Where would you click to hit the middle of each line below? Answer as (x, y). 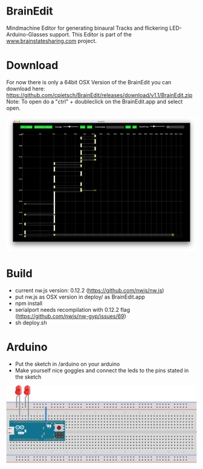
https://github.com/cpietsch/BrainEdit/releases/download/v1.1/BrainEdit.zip (99, 95)
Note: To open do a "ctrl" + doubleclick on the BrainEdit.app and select (95, 101)
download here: (26, 89)
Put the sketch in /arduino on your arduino (67, 364)
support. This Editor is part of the (90, 34)
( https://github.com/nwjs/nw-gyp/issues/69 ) (71, 316)
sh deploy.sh (31, 322)
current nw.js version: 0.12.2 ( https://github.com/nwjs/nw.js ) (89, 290)
